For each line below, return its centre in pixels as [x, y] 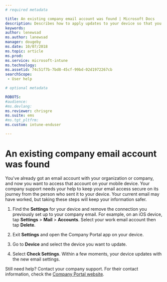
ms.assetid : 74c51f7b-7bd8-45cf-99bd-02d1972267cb [59, 70]
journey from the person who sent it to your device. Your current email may [82, 194]
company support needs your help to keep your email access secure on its [82, 189]
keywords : [15, 28]
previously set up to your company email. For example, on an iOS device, [87, 214]
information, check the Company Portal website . [55, 274]
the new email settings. [36, 259]
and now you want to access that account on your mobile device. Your [78, 183]
